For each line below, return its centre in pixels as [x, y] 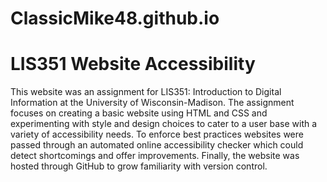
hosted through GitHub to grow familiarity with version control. [139, 166]
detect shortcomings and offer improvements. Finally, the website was [155, 156]
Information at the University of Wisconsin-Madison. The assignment [152, 103]
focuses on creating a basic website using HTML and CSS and [139, 113]
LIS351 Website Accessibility [133, 64]
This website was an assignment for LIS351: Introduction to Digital [146, 92]
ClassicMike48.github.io [115, 18]
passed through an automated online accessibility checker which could [157, 145]
